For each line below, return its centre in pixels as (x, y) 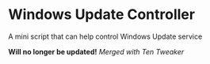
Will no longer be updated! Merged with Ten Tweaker (96, 51)
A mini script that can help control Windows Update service (105, 36)
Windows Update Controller (102, 15)
